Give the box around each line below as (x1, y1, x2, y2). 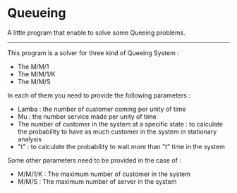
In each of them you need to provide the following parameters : (7, 90, 190, 100)
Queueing (7, 5, 66, 21)
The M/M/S (17, 77, 51, 86)
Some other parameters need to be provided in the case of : (7, 156, 182, 164)
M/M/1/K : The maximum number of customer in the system (17, 170, 191, 178)
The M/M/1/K (17, 69, 56, 78)
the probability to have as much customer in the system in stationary (17, 127, 217, 136)
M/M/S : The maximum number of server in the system (17, 177, 177, 185)
